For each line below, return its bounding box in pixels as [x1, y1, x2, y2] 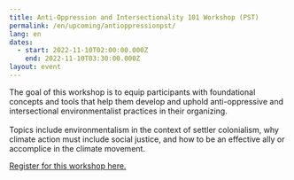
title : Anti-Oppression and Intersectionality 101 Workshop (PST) [9, 12, 259, 22]
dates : [9, 37, 34, 47]
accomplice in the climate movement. [9, 143, 146, 153]
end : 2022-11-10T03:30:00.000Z [25, 54, 141, 63]
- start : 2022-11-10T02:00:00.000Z [17, 46, 149, 55]
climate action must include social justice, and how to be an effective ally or [9, 134, 285, 145]
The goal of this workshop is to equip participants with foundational [9, 86, 256, 98]
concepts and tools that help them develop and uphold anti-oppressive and [9, 96, 283, 106]
